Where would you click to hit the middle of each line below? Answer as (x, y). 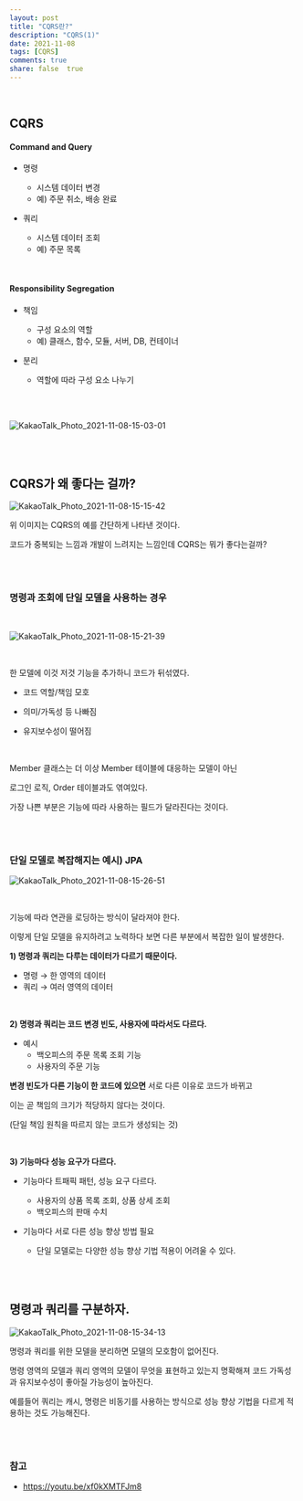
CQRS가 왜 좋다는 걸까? (73, 484)
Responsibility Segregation (62, 289)
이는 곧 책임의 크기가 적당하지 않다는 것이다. (88, 1105)
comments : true (38, 60)
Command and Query (51, 146)
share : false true (47, 69)
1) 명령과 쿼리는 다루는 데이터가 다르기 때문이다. (94, 957)
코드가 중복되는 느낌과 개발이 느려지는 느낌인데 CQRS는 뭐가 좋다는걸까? (138, 544)
